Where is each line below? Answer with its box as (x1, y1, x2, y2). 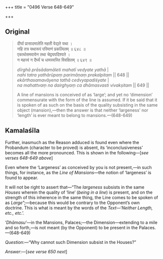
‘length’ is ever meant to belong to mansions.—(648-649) (17, 112, 133, 118)
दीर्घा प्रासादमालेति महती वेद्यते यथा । (17, 40, 72, 46)
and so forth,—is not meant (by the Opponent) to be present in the (5, 224, 138, 230)
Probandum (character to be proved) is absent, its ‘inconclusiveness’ (5, 145, 143, 150)
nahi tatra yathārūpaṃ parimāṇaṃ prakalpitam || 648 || (17, 72, 129, 77)
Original (5, 28, 30, 36)
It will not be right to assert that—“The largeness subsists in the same (5, 184, 145, 190)
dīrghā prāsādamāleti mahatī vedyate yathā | (17, 67, 109, 73)
